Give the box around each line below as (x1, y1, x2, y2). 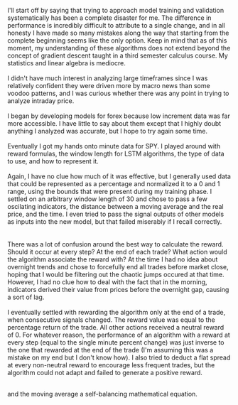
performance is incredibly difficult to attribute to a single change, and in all (7, 21, 226, 29)
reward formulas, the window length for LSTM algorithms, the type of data (7, 149, 225, 158)
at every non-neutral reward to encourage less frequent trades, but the (7, 361, 215, 369)
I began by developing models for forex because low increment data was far (7, 112, 231, 120)
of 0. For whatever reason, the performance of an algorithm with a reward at (7, 330, 231, 339)
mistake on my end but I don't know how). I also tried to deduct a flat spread (7, 353, 231, 362)
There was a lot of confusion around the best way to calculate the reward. (7, 240, 224, 248)
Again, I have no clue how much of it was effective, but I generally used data (7, 172, 231, 180)
